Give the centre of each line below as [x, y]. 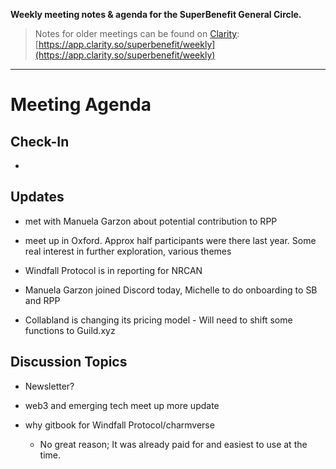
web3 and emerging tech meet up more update [122, 405]
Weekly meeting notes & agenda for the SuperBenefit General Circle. [156, 14]
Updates [37, 197]
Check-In [40, 141]
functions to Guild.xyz [70, 330]
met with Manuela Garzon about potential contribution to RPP [151, 221]
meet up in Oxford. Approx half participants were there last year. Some [170, 240]
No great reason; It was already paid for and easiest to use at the [173, 444]
